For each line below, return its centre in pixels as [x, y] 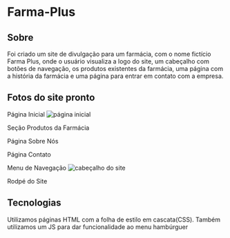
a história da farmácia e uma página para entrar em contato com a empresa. [115, 76]
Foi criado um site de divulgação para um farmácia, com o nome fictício [109, 54]
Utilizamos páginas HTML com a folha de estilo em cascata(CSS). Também [114, 219]
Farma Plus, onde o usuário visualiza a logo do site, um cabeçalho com [108, 61]
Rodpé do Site [27, 181]
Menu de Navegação [37, 168]
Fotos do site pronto [51, 98]
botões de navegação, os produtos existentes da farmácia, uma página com [115, 69]
